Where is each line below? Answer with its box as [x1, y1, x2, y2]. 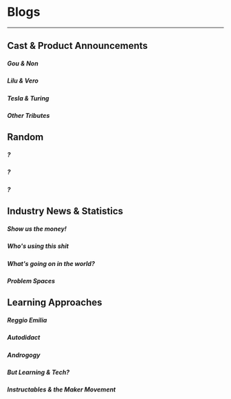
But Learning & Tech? [7, 368, 70, 376]
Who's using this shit [7, 242, 69, 250]
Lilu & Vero [7, 76, 39, 85]
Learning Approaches [7, 297, 102, 309]
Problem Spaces [7, 276, 56, 285]
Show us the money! [7, 225, 67, 233]
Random [7, 132, 44, 143]
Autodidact [7, 334, 41, 342]
